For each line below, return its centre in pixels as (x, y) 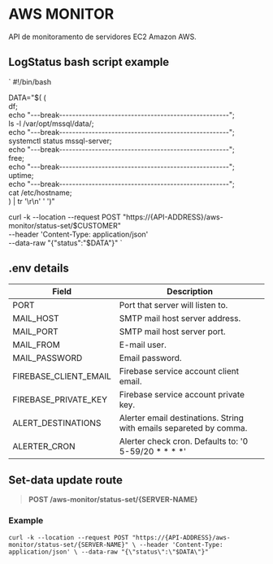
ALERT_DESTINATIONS (57, 423)
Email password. (150, 358)
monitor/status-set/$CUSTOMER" (65, 225)
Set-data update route (66, 480)
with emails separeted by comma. (183, 427)
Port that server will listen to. (173, 305)
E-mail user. (143, 345)
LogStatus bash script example (89, 62)
